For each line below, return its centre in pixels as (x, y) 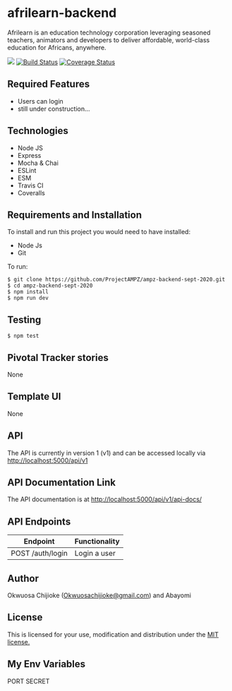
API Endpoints (39, 521)
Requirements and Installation (75, 215)
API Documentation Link (62, 483)
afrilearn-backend (62, 13)
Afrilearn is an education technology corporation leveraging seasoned (109, 32)
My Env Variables (47, 664)
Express (29, 155)
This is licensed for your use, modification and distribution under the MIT (113, 634)
